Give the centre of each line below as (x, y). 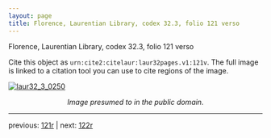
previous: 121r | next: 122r (51, 125)
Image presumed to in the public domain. (135, 102)
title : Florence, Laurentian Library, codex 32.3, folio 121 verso (124, 23)
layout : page (30, 16)
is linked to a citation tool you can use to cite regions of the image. (119, 70)
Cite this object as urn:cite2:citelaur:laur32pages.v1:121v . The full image (133, 62)
